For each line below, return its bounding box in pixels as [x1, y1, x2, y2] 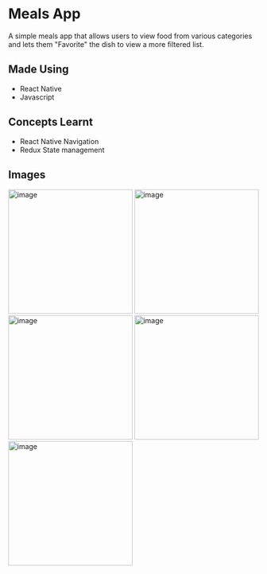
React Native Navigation [19, 136, 99, 146]
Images [8, 168, 46, 182]
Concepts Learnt [8, 115, 94, 129]
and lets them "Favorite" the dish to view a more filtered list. [8, 39, 204, 49]
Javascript [19, 92, 55, 102]
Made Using [8, 63, 69, 76]
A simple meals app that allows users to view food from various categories [8, 31, 253, 41]
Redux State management [19, 145, 105, 154]
